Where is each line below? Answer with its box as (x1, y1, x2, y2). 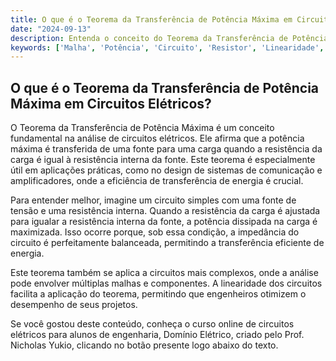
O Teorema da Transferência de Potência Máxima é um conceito (10, 122, 275, 134)
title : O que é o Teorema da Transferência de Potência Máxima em (10, 14, 293, 25)
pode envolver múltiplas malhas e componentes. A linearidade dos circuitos (10, 277, 323, 290)
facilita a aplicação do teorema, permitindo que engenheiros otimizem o (10, 288, 307, 300)
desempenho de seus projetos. (10, 299, 138, 311)
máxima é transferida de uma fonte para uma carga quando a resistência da (10, 143, 323, 155)
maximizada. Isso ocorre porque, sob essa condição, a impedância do (10, 226, 300, 238)
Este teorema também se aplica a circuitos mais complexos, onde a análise (10, 267, 319, 279)
